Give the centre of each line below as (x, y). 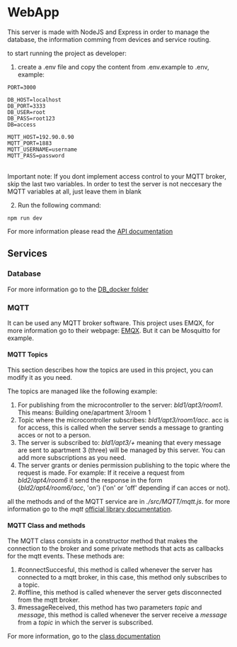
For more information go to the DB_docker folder (78, 289)
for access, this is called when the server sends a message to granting (121, 428)
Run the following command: (59, 205)
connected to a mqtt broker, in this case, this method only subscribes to (122, 578)
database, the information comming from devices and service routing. (109, 39)
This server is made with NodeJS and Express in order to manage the (109, 32)
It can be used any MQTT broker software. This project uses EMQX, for (111, 322)
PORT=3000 (22, 87)
